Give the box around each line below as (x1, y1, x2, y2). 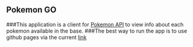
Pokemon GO (6, 5, 57, 15)
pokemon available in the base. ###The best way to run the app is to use (6, 27, 188, 34)
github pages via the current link (6, 33, 87, 41)
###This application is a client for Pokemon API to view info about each (6, 20, 184, 28)
